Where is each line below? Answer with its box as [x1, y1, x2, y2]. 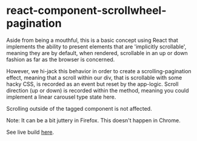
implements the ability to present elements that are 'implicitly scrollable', [6, 43, 187, 50]
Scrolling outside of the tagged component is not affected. [6, 105, 153, 112]
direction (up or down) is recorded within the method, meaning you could [6, 87, 189, 94]
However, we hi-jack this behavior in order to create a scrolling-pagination [6, 67, 192, 74]
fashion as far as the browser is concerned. [6, 56, 115, 63]
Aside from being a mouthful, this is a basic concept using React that [6, 36, 179, 44]
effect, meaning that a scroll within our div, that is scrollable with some [6, 74, 182, 81]
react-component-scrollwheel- [6, 4, 167, 18]
